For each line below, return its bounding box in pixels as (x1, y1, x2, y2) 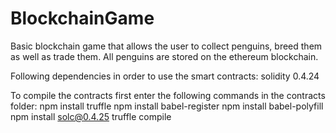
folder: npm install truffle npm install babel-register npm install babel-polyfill (10, 100, 324, 112)
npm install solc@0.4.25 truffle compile (10, 110, 172, 122)
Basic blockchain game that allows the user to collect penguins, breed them (10, 40, 323, 52)
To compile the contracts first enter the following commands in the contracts (10, 89, 326, 101)
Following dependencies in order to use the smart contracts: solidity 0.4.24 (10, 70, 320, 82)
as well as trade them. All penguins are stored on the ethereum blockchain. (10, 50, 319, 62)
